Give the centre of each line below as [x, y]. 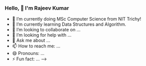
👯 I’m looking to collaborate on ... [46, 30]
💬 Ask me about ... [31, 40]
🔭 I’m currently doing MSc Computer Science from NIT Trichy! [77, 19]
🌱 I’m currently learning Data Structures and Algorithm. [69, 24]
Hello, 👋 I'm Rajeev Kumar [37, 8]
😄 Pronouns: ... [28, 53]
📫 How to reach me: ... [36, 46]
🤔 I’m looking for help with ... [42, 35]
